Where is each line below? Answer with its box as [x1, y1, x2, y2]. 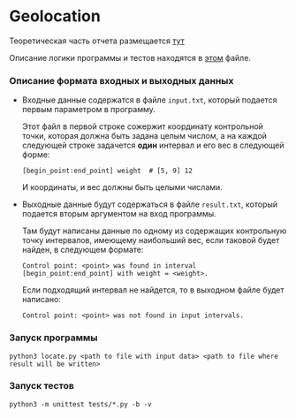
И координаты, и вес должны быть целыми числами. [21, 182, 223, 193]
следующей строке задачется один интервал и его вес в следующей [21, 140, 285, 151]
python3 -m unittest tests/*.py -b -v [9, 399, 152, 408]
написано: [21, 294, 62, 305]
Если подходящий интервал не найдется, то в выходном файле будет [21, 285, 285, 295]
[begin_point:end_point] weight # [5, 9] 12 [21, 166, 193, 176]
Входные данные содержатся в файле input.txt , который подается [21, 95, 277, 105]
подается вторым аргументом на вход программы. [21, 209, 216, 219]
